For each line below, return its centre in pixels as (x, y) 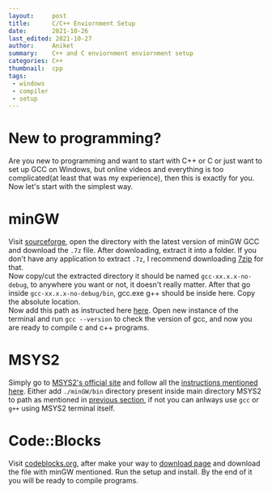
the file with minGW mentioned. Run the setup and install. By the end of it (130, 472)
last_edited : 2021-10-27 (50, 38)
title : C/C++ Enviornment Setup (72, 23)
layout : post (38, 16)
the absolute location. (45, 302)
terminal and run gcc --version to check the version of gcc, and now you (130, 319)
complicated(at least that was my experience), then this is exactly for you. (132, 178)
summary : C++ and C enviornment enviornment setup (101, 53)
